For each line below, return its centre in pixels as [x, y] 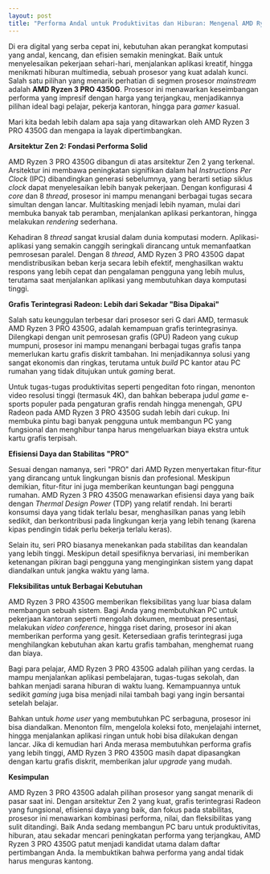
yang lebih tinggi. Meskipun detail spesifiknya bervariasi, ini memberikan [129, 553]
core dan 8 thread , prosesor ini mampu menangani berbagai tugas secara [131, 196]
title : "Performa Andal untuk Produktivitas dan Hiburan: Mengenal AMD [131, 23]
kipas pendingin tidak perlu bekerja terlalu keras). [90, 529]
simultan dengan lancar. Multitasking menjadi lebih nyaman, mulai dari [125, 204]
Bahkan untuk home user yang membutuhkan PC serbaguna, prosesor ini [130, 719]
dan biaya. [25, 652]
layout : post [30, 16]
